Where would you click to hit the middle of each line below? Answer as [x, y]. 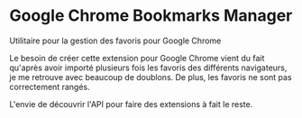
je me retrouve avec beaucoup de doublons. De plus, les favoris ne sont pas [151, 77]
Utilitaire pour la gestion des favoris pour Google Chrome [115, 41]
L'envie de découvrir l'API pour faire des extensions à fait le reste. [131, 104]
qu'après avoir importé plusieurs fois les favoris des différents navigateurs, [148, 68]
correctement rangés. [50, 86]
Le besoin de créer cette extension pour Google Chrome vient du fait [137, 58]
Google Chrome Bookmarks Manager [151, 16]
